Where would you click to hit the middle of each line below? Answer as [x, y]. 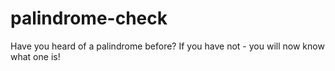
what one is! [35, 56]
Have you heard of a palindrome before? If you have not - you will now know [167, 46]
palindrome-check [89, 18]
